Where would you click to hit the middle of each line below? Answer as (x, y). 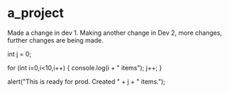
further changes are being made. (56, 40)
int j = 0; (19, 54)
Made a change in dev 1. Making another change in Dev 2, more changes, (115, 33)
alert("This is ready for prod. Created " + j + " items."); (86, 81)
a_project (36, 13)
